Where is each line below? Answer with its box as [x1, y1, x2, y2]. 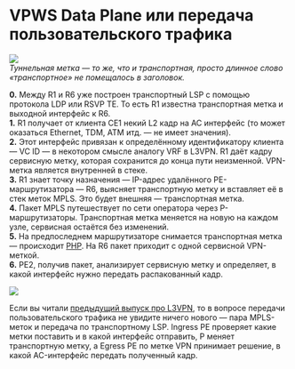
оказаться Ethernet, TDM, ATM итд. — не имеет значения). [9, 126, 231, 138]
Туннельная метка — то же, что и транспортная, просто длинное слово [9, 62, 283, 73]
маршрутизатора [9, 183, 75, 194]
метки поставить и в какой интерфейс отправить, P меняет [9, 331, 235, 341]
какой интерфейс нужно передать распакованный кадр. [9, 269, 224, 279]
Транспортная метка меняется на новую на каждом [79, 212, 278, 222]
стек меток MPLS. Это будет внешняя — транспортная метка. [9, 193, 244, 204]
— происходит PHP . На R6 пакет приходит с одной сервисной [9, 240, 245, 251]
